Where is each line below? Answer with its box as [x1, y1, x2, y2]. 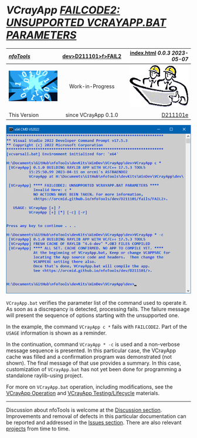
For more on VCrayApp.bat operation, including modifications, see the [6, 383, 173, 390]
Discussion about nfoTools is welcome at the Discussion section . [6, 406, 162, 414]
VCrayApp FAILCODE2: [6, 4, 120, 17]
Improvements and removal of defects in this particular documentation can [6, 413, 186, 420]
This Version [8, 112, 39, 119]
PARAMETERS [6, 29, 77, 42]
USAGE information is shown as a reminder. [6, 329, 107, 336]
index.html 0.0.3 [130, 49, 171, 56]
